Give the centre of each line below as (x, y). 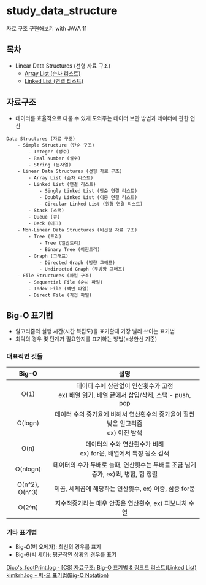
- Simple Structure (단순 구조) (56, 145)
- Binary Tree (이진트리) (70, 249)
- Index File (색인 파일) (59, 289)
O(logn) (28, 423)
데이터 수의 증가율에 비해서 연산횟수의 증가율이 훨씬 (125, 414)
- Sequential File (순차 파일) (66, 282)
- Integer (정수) (49, 152)
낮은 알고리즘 (125, 423)
